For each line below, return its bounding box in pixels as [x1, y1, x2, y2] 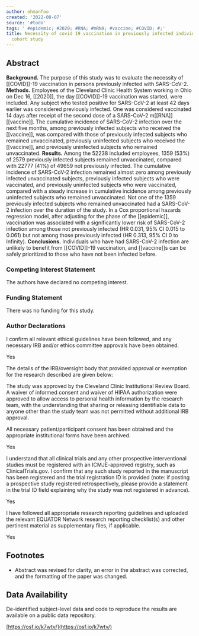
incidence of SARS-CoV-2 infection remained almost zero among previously [6, 168, 191, 176]
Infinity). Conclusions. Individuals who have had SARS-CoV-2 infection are [6, 238, 190, 245]
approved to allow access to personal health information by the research [6, 395, 184, 402]
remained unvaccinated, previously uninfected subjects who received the [6, 137, 185, 144]
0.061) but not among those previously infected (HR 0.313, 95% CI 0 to [6, 231, 179, 238]
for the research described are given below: [6, 371, 114, 378]
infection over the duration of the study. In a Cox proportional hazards [11, 206, 181, 214]
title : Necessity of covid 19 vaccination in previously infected [6, 31, 174, 37]
